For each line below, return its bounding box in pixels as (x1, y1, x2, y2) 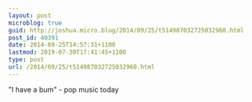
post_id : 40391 (8, 33, 59, 42)
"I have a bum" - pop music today (8, 85, 120, 94)
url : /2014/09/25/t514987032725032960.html (8, 63, 156, 71)
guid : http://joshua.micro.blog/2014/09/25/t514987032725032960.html (8, 26, 245, 34)
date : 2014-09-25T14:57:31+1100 (8, 41, 116, 49)
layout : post (8, 11, 52, 20)
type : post (8, 56, 45, 64)
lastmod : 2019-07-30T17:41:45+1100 (8, 48, 127, 56)
